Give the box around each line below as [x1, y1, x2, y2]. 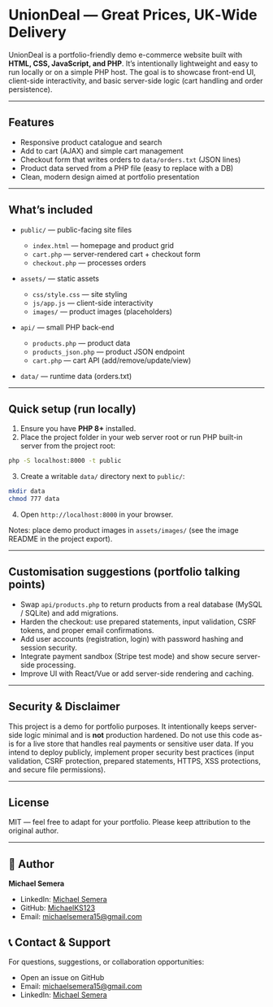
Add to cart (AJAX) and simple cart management [19, 146, 184, 155]
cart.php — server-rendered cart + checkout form [32, 249, 201, 259]
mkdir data [8, 487, 45, 495]
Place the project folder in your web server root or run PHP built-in [19, 433, 243, 442]
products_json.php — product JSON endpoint [32, 347, 185, 356]
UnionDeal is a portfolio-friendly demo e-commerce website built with [8, 50, 243, 59]
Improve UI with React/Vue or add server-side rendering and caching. [19, 669, 254, 678]
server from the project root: [19, 441, 116, 451]
